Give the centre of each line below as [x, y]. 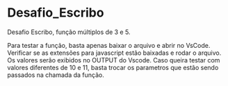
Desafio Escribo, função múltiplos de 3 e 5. [69, 32]
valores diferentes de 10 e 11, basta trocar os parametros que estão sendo [113, 67]
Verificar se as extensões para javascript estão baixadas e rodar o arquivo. [114, 53]
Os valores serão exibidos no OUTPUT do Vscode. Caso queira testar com [114, 60]
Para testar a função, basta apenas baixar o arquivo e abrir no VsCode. [109, 45]
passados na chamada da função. [56, 75]
